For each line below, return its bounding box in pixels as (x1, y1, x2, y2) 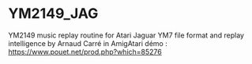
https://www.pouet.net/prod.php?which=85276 (8, 47, 162, 56)
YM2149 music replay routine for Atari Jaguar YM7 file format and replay (8, 30, 245, 40)
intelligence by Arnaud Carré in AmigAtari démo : (8, 38, 167, 48)
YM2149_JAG (8, 5, 99, 23)
